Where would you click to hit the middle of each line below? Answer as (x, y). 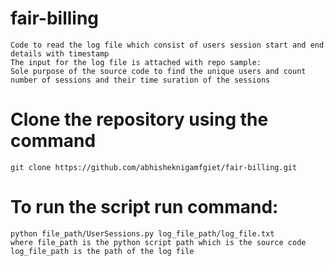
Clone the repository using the (139, 119)
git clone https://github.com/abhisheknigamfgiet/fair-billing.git (154, 167)
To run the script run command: (144, 207)
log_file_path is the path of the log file (102, 251)
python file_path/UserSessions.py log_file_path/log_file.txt (142, 233)
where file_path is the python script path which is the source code (158, 242)
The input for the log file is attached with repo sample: (136, 62)
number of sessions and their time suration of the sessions (140, 80)
